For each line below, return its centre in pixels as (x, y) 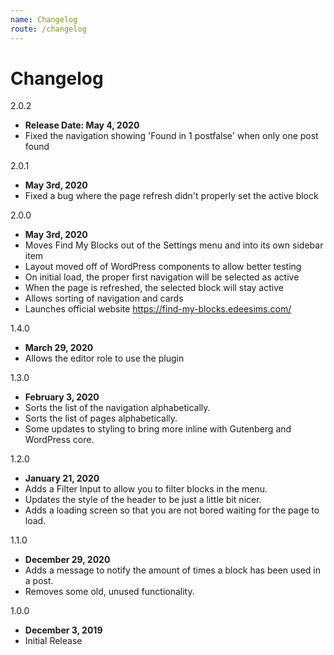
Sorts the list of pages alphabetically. (101, 418)
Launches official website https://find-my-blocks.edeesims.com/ (158, 309)
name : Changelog (44, 19)
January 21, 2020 (62, 478)
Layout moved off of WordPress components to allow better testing (163, 267)
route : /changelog (48, 29)
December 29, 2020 (67, 560)
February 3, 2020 (62, 397)
